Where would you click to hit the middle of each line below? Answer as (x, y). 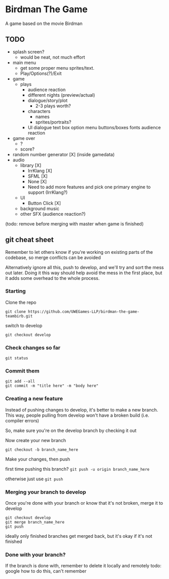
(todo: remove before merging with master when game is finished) (74, 224)
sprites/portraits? (53, 122)
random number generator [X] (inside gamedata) (64, 154)
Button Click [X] (44, 203)
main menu (24, 63)
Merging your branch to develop (46, 492)
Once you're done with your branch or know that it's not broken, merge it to (84, 503)
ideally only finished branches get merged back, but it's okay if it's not (79, 536)
